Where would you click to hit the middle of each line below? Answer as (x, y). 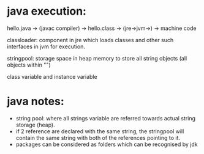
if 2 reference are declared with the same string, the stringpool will (100, 131)
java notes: (36, 101)
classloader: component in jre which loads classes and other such (90, 40)
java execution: (47, 11)
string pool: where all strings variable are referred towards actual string (105, 118)
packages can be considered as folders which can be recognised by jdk (107, 144)
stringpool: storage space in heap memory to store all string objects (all (97, 58)
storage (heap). (35, 125)
